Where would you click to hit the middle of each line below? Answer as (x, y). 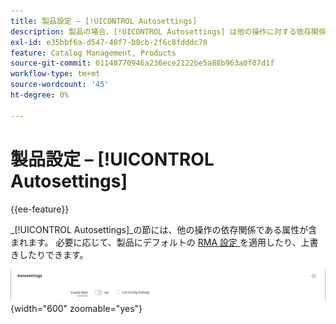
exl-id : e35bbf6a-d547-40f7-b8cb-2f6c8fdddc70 (109, 42)
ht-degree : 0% (40, 95)
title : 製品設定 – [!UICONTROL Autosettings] (104, 21)
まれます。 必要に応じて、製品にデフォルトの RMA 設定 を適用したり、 (156, 242)
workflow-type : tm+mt (55, 74)
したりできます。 (53, 254)
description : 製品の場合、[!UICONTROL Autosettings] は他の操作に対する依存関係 (168, 31)
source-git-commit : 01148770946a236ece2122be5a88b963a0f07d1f (142, 63)
